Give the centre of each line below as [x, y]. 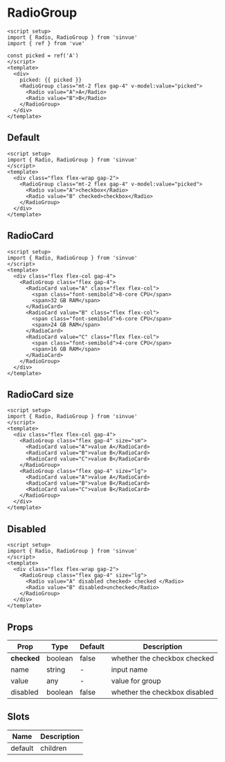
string [56, 670]
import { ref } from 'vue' [46, 43]
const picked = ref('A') [43, 56]
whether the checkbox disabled [162, 692]
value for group [136, 681]
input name [129, 670]
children [54, 748]
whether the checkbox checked [163, 658]
